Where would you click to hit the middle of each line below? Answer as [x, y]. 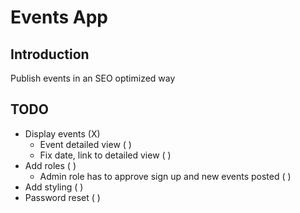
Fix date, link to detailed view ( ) [105, 155]
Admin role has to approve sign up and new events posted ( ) [165, 176]
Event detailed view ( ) [85, 144]
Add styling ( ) [54, 187]
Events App [59, 17]
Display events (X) [62, 133]
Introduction [50, 54]
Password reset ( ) [62, 197]
